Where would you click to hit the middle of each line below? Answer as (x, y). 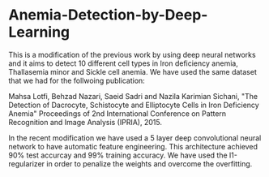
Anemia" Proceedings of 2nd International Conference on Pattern (117, 113)
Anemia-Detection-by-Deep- (108, 15)
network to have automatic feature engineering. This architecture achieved (133, 146)
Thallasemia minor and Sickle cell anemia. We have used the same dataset (132, 71)
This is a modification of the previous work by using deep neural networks (132, 54)
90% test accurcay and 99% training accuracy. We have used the (118, 155)
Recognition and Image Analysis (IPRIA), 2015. (85, 122)
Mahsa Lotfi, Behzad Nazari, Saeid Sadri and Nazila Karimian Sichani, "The (133, 96)
